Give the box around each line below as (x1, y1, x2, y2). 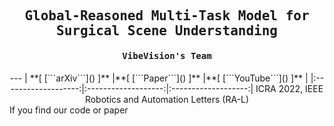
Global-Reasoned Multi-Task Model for (24, 8, 310, 24)
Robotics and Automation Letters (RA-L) (84, 93, 250, 105)
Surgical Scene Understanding (55, 23, 278, 39)
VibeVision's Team (122, 50, 212, 61)
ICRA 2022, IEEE (255, 82, 324, 94)
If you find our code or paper (9, 104, 129, 116)
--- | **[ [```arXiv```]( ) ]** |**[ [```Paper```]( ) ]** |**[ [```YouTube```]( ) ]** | (9, 72, 309, 84)
